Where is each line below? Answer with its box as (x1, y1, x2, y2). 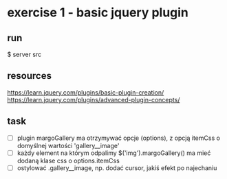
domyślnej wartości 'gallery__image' (17, 141, 120, 150)
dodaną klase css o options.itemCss (17, 156, 120, 165)
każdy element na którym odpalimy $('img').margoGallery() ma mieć (17, 149, 211, 157)
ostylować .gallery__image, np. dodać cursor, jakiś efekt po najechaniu (17, 163, 217, 172)
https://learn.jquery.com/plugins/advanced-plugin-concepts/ (7, 95, 180, 104)
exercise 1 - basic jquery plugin (7, 5, 189, 21)
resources (7, 70, 52, 82)
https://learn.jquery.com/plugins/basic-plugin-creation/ (7, 88, 164, 97)
